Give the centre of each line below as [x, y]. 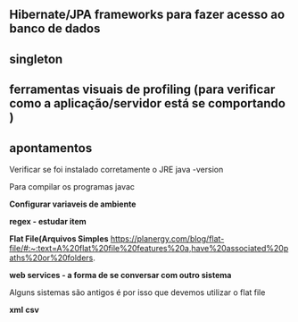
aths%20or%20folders [51, 258]
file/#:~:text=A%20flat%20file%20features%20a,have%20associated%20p [149, 248]
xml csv [25, 309]
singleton [36, 59]
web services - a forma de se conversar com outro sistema [120, 275]
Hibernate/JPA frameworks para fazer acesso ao [147, 15]
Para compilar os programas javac [72, 186]
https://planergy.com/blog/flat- [167, 238]
